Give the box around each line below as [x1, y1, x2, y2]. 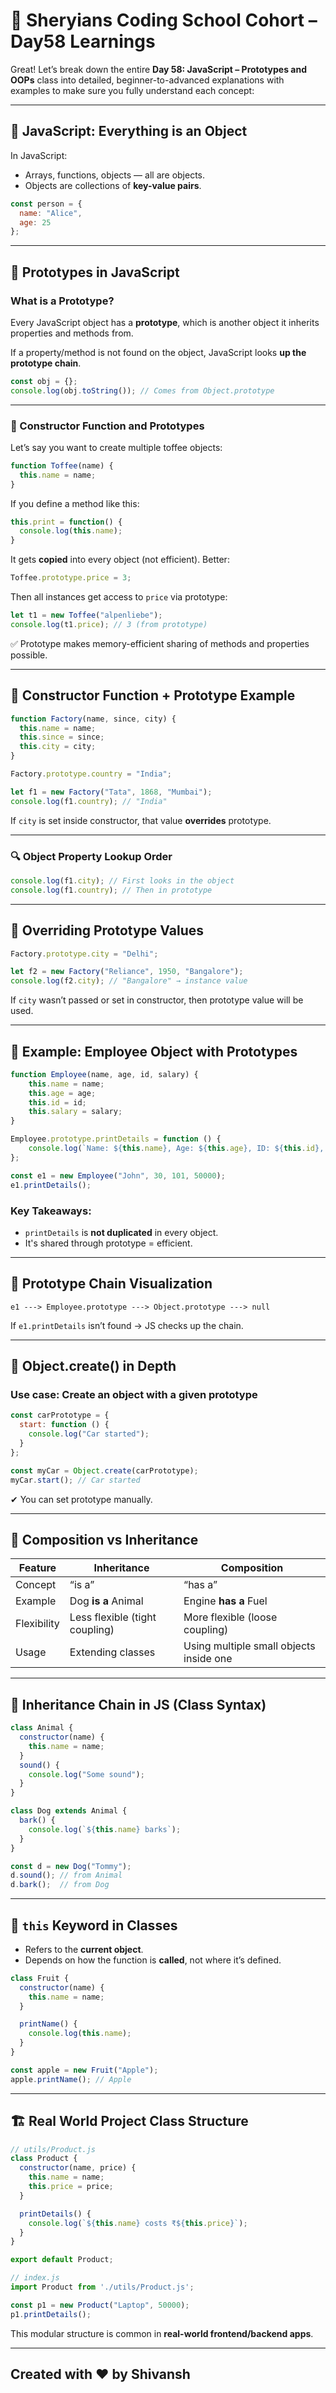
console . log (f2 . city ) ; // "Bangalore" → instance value [10, 976, 248, 986]
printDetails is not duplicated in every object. [24, 1226, 219, 1238]
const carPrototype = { [10, 1410, 110, 1421]
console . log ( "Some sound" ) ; [28, 1769, 145, 1779]
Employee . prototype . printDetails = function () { [10, 1134, 222, 1144]
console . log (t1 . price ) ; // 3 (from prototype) [10, 619, 208, 629]
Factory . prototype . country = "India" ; [10, 769, 172, 779]
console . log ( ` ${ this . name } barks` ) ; [28, 1824, 182, 1834]
